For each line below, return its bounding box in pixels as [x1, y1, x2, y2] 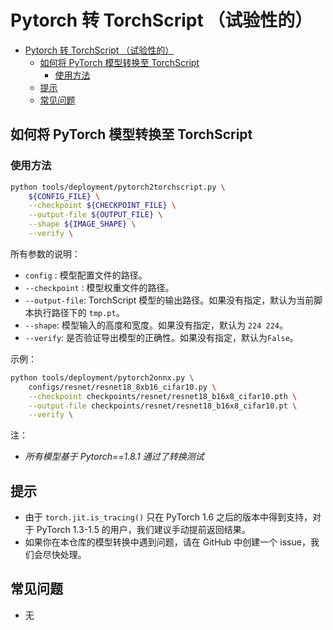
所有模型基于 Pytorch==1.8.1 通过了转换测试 [24, 451, 205, 463]
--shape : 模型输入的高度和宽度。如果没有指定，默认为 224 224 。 [24, 319, 288, 331]
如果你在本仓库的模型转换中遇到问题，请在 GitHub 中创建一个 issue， [24, 536, 311, 548]
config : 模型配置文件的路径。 [24, 269, 148, 281]
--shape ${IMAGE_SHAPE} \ [28, 219, 137, 230]
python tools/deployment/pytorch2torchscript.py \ [10, 182, 226, 192]
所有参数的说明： [10, 247, 81, 260]
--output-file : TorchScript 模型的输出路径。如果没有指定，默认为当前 [24, 294, 315, 306]
